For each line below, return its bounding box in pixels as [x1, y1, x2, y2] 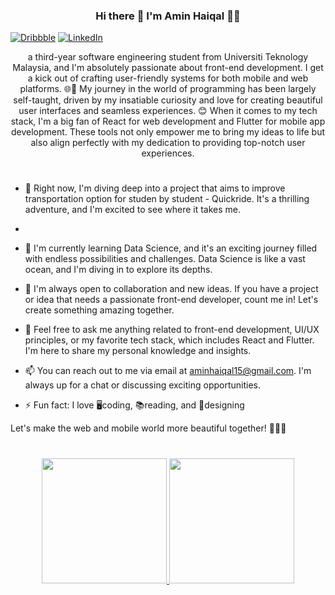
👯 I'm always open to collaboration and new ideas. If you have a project [24, 283, 319, 295]
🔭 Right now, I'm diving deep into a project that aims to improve [24, 182, 286, 194]
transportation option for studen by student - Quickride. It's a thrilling [24, 193, 310, 205]
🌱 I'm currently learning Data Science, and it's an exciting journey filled [24, 242, 318, 254]
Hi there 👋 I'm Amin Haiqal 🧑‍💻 [95, 9, 241, 23]
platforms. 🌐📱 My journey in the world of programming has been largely [19, 83, 317, 95]
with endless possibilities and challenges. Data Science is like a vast [24, 253, 306, 265]
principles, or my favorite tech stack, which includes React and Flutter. [24, 334, 315, 346]
